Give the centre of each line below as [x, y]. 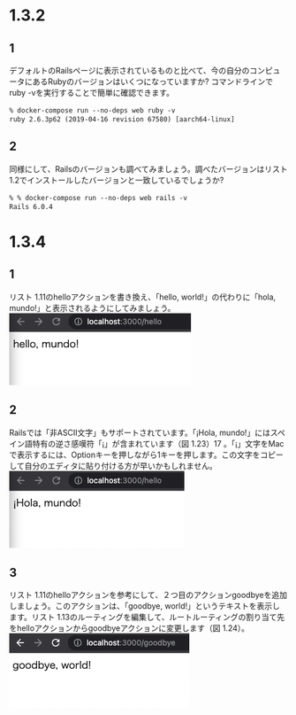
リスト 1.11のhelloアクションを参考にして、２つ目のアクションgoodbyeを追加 [148, 595]
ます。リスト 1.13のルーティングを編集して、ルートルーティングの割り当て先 [147, 618]
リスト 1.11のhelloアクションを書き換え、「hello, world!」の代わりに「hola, [143, 297]
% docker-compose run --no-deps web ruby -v [92, 111]
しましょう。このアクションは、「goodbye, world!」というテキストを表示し [145, 606]
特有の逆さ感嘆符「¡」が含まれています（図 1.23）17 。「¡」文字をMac [158, 443]
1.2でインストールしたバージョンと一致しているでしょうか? [117, 180]
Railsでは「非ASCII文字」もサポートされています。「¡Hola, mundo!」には [140, 432]
